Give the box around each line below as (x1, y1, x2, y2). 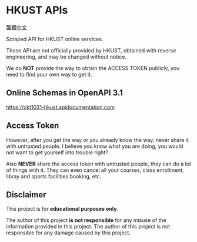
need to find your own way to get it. (6, 71, 92, 78)
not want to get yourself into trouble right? (6, 148, 109, 156)
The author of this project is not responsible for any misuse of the (6, 217, 166, 224)
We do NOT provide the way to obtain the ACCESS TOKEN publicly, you (6, 64, 180, 71)
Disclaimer (6, 190, 46, 200)
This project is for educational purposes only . (6, 205, 119, 213)
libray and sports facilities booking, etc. (6, 173, 102, 180)
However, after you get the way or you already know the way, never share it (6, 136, 189, 143)
